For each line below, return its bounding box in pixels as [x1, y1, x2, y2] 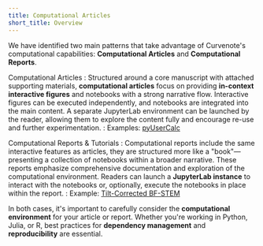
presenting [8, 155, 43, 164]
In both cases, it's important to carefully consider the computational [8, 203, 231, 213]
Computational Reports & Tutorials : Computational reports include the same [8, 138, 255, 147]
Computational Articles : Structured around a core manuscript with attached [8, 73, 254, 82]
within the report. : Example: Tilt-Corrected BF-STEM [8, 188, 180, 198]
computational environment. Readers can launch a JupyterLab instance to [8, 171, 250, 181]
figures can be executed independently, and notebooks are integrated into [8, 98, 250, 107]
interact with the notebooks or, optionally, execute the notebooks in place [8, 180, 246, 189]
